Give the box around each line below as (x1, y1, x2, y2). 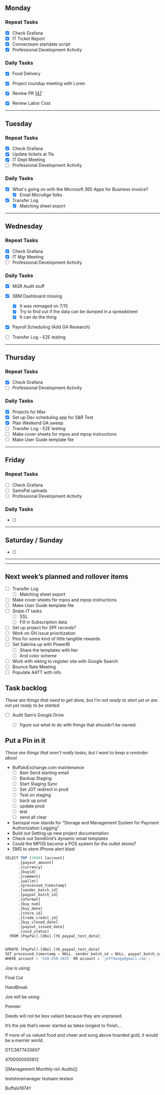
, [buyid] (18, 869, 36, 874)
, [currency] (18, 864, 43, 870)
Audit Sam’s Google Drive (12, 712, 64, 718)
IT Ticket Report (12, 36, 45, 41)
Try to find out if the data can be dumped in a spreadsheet (19, 309, 138, 315)
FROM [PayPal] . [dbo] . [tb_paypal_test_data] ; (9, 933, 102, 939)
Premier (5, 1003, 21, 1009)
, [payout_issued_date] (18, 925, 65, 930)
